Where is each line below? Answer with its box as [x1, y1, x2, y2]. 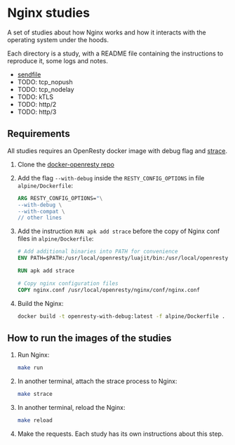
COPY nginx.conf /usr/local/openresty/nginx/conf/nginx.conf [17, 286, 201, 293]
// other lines [17, 214, 62, 222]
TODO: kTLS [17, 93, 54, 101]
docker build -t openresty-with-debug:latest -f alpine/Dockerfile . [17, 312, 226, 320]
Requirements [7, 128, 70, 140]
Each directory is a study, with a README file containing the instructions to [7, 49, 224, 58]
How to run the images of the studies [7, 332, 172, 344]
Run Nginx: [17, 351, 50, 359]
